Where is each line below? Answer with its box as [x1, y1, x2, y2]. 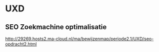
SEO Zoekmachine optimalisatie [5, 23, 107, 31]
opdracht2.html [5, 41, 37, 47]
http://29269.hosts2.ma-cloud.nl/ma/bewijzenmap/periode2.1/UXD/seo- [5, 36, 154, 42]
